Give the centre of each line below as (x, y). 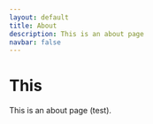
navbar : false (35, 42)
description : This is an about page (76, 34)
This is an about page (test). (61, 111)
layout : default (39, 17)
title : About (33, 26)
